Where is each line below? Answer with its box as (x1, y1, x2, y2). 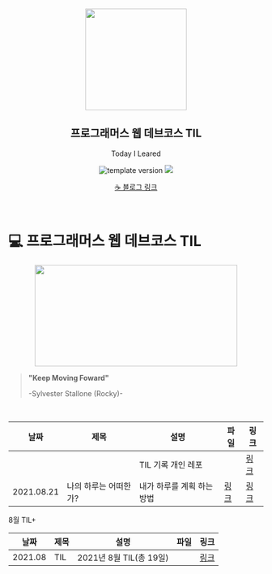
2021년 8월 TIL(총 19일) (77, 552, 169, 563)
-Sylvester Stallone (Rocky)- (28, 388, 124, 398)
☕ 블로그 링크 (114, 182, 158, 192)
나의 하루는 (66, 480, 107, 491)
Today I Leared (111, 149, 161, 158)
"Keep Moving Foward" (28, 373, 109, 382)
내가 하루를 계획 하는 (138, 480, 213, 491)
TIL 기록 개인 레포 (138, 459, 203, 470)
